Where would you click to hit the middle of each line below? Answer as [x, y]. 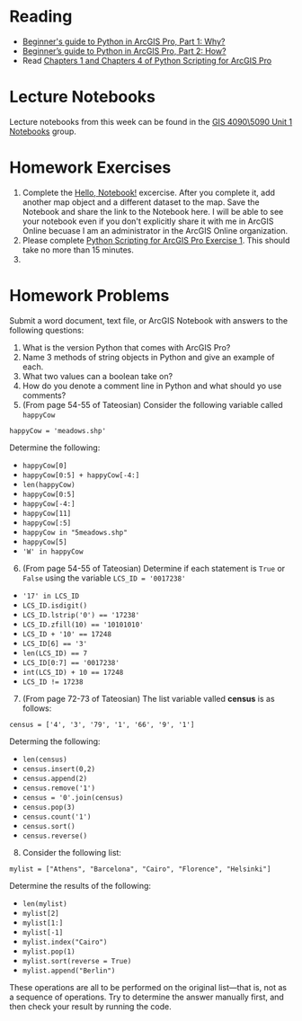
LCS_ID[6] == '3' [55, 644]
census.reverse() [55, 836]
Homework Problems [89, 296]
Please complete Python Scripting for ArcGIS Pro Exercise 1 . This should [156, 240]
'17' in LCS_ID [51, 596]
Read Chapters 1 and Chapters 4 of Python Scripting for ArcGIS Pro [147, 60]
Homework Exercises [90, 168]
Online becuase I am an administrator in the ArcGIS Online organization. [155, 230]
